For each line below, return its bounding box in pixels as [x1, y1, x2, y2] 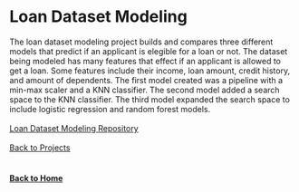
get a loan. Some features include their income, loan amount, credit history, [9, 65, 291, 76]
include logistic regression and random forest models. [9, 103, 211, 114]
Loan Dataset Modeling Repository [9, 122, 139, 133]
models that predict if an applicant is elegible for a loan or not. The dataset [9, 45, 288, 56]
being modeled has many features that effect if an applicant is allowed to [9, 55, 282, 66]
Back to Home [9, 172, 63, 183]
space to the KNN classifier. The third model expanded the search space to [9, 93, 290, 105]
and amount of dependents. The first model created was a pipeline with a [9, 74, 284, 85]
